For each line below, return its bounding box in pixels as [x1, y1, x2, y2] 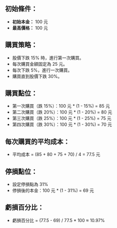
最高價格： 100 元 [12, 25, 48, 31]
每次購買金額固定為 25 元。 [12, 61, 68, 67]
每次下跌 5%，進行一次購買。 [12, 67, 72, 73]
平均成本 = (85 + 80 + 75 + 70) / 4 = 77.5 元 [12, 152, 101, 157]
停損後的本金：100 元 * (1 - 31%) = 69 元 [12, 188, 94, 193]
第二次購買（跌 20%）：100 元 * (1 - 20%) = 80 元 [12, 109, 112, 115]
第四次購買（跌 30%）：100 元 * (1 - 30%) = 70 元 [12, 121, 112, 127]
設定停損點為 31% [12, 182, 48, 188]
